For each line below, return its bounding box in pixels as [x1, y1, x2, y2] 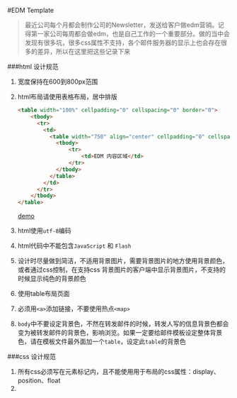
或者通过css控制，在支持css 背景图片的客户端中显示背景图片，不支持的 [17, 265, 226, 274]
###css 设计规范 [7, 353, 57, 361]
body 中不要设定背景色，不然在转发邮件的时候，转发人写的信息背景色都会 [17, 319, 229, 328]
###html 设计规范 [7, 62, 59, 70]
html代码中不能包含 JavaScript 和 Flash [17, 241, 132, 250]
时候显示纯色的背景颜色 [17, 275, 86, 283]
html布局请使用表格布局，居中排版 [17, 92, 118, 101]
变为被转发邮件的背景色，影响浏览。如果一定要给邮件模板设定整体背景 [17, 328, 223, 337]
